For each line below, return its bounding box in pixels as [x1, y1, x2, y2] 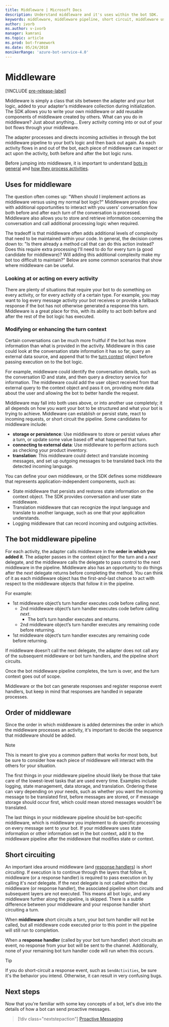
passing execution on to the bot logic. [5, 359, 83, 365]
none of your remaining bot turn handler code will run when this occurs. [5, 948, 154, 954]
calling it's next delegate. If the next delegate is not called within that [5, 880, 147, 886]
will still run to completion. [5, 927, 59, 934]
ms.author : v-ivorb [5, 26, 46, 31]
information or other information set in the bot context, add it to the [5, 831, 144, 837]
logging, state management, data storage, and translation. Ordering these [5, 783, 157, 789]
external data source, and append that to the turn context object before [5, 353, 153, 359]
